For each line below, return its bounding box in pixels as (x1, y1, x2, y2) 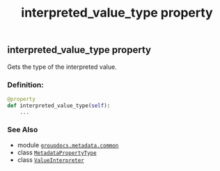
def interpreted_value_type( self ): (7, 102, 111, 109)
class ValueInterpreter (17, 155, 85, 164)
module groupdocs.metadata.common (17, 140, 119, 149)
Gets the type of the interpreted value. (7, 63, 117, 71)
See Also (7, 125, 38, 135)
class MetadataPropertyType (17, 148, 97, 156)
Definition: (7, 80, 44, 90)
